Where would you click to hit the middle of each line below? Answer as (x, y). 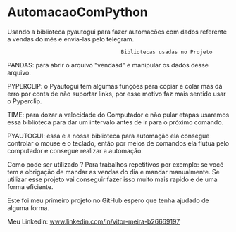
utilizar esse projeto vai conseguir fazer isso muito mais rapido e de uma (112, 179)
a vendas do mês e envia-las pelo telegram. (71, 39)
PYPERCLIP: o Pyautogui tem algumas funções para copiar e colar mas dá (115, 86)
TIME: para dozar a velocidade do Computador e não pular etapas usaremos (118, 115)
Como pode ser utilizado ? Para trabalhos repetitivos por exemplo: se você (116, 164)
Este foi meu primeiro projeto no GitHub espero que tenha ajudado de (108, 200)
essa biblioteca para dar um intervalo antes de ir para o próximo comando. (116, 122)
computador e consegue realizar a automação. (75, 150)
